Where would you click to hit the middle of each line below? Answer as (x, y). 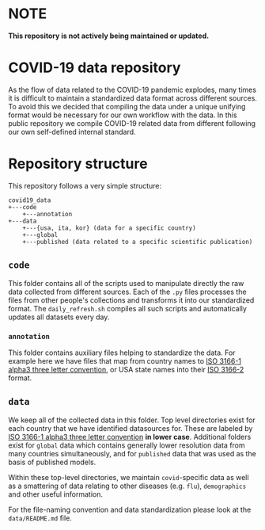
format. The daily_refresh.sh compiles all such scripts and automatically (128, 308)
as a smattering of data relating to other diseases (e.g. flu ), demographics (127, 486)
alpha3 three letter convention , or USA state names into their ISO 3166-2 (126, 369)
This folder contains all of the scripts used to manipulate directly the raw (126, 283)
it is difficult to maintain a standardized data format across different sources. (132, 98)
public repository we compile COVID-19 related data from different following (132, 123)
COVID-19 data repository (95, 68)
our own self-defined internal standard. (72, 132)
